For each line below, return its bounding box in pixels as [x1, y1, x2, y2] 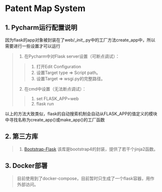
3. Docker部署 [5, 162, 48, 170]
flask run [36, 101, 54, 106]
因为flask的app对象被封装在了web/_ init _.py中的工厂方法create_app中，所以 [5, 37, 156, 43]
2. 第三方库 [5, 133, 38, 141]
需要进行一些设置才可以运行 [5, 43, 61, 49]
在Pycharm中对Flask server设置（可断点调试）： [24, 54, 120, 59]
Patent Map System [5, 3, 86, 14]
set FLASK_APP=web [36, 96, 79, 102]
